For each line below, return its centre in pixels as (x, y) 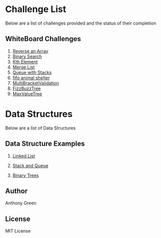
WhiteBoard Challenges (43, 39)
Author (16, 191)
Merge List (24, 67)
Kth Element (25, 62)
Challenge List (36, 9)
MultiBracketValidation (36, 83)
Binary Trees (26, 175)
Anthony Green (21, 203)
